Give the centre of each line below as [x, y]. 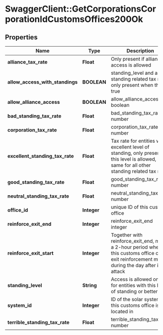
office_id [18, 210]
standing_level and [132, 73]
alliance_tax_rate [27, 62]
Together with [127, 235]
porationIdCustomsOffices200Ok [74, 19]
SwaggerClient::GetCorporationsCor [81, 9]
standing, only [127, 153]
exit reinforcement [132, 259]
